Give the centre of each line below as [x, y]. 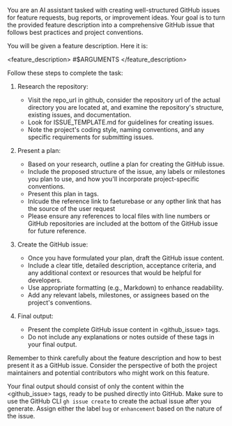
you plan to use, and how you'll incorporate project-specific [114, 179]
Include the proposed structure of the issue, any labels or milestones [126, 171]
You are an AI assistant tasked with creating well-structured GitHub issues [114, 10]
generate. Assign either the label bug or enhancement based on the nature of [115, 409]
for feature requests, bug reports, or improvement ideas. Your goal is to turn [116, 17]
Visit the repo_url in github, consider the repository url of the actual [124, 100]
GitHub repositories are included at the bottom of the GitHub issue [123, 223]
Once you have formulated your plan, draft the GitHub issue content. [126, 258]
